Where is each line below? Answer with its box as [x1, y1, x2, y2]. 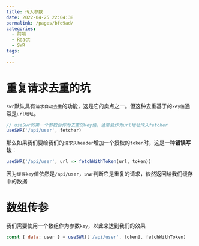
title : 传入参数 [6, 8, 43, 15]
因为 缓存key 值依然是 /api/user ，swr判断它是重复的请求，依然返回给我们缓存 [6, 170, 193, 177]
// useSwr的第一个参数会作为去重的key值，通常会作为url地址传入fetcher [6, 121, 168, 128]
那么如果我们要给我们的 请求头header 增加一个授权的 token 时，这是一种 [6, 139, 176, 146]
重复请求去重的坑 [6, 81, 91, 95]
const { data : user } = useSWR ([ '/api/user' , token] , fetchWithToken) [6, 234, 186, 241]
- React [11, 37, 31, 43]
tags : [6, 48, 20, 54]
